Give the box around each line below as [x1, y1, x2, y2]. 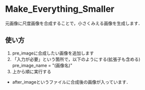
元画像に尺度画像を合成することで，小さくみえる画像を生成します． [5, 20, 143, 26]
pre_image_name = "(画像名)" [12, 62, 73, 68]
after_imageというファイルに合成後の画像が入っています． [12, 79, 131, 85]
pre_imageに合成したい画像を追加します [12, 50, 94, 56]
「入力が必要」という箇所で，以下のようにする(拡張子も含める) [12, 56, 141, 62]
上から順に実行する [12, 68, 52, 74]
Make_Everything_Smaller [5, 3, 115, 15]
